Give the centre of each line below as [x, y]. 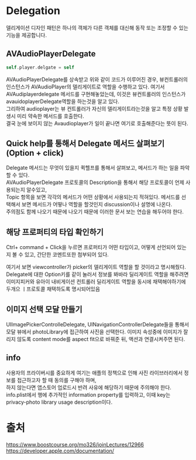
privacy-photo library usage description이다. [59, 402]
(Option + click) [35, 153]
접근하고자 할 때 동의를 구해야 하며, [56, 380]
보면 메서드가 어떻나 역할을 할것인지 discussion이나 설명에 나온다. [97, 205]
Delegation [33, 11]
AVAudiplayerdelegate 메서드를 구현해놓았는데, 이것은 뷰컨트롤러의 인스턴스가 [96, 94]
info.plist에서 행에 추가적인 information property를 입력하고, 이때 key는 [88, 394]
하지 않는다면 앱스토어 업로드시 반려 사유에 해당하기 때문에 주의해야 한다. [89, 387]
